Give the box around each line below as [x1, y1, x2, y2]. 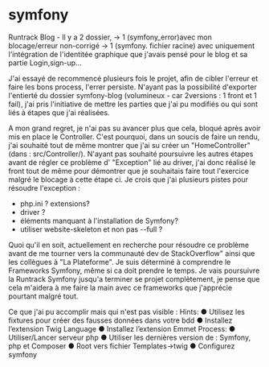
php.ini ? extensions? [19, 199, 90, 208]
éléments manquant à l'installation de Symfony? [19, 216, 179, 225]
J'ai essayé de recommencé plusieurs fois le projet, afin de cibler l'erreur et [8, 73, 259, 83]
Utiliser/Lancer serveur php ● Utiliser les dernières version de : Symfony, [8, 332, 251, 342]
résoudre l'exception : [8, 183, 80, 192]
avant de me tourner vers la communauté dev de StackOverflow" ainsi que [8, 248, 255, 258]
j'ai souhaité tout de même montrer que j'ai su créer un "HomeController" [8, 140, 251, 150]
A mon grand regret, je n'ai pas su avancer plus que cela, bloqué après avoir [8, 123, 261, 133]
